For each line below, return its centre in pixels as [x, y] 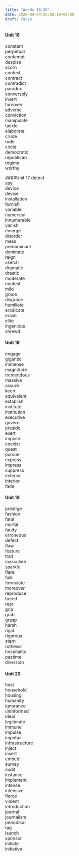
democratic [17, 152]
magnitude [16, 369]
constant [14, 46]
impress [13, 465]
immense [14, 364]
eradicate [15, 310]
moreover [15, 588]
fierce [11, 796]
